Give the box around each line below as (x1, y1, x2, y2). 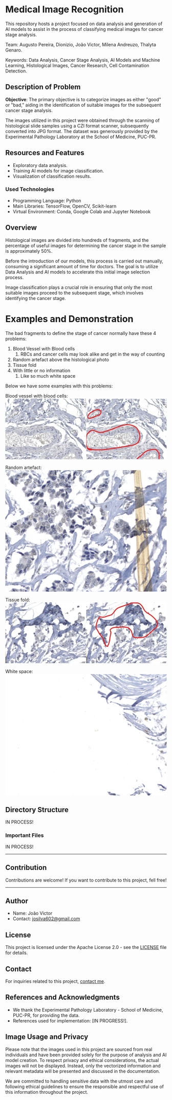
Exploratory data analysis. (12, 162, 68, 168)
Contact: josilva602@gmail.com (12, 916, 80, 922)
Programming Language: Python (12, 197, 81, 203)
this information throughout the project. (5, 1089, 89, 1095)
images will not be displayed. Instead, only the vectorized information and (5, 1062, 161, 1069)
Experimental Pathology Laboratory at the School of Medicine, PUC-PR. (5, 134, 157, 140)
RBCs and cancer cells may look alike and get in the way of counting (20, 351, 165, 357)
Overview (5, 223, 37, 232)
